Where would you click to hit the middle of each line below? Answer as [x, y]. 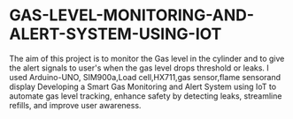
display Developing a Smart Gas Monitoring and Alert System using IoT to [143, 86]
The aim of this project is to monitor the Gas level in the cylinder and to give [147, 58]
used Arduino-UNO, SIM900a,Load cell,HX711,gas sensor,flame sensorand [145, 77]
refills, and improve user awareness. [75, 105]
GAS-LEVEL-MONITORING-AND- [132, 15]
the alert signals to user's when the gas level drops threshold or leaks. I [139, 68]
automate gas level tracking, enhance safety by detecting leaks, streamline [146, 96]
